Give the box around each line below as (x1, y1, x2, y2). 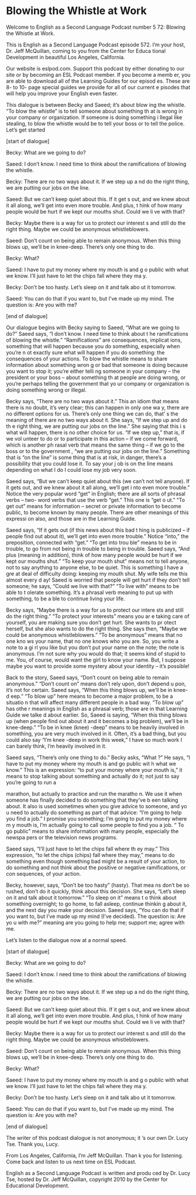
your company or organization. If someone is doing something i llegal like (6, 113, 183, 121)
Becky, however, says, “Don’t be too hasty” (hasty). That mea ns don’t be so (6, 882, 190, 889)
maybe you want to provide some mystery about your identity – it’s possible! (6, 662, 190, 670)
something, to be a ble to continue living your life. (6, 595, 125, 602)
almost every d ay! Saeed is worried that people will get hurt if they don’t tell (6, 576, 190, 583)
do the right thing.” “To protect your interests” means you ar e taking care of (6, 612, 190, 620)
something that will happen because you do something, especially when (6, 342, 180, 350)
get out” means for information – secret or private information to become (6, 502, 181, 509)
